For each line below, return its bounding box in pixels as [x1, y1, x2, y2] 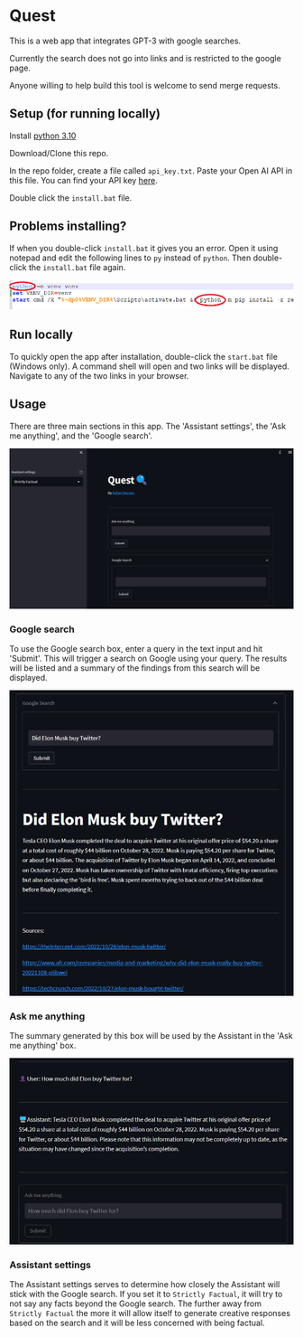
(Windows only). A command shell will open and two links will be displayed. [9, 361, 290, 372]
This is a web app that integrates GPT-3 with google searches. [9, 35, 242, 46]
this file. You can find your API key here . [9, 174, 158, 185]
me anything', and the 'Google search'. [9, 430, 153, 441]
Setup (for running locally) [9, 106, 161, 122]
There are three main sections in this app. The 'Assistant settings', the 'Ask [9, 420, 287, 431]
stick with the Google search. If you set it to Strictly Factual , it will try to [9, 1289, 283, 1300]
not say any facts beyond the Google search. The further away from [9, 1298, 262, 1309]
